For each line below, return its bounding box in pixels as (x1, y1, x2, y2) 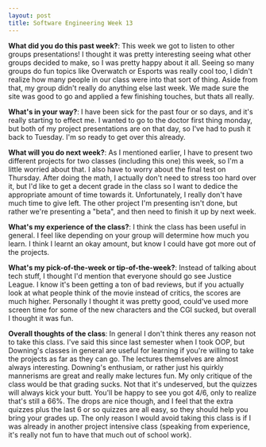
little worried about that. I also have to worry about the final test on (8, 164, 226, 174)
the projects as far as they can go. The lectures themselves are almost (8, 354, 239, 364)
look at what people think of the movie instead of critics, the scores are (8, 287, 241, 298)
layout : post (8, 11, 52, 20)
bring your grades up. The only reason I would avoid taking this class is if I (8, 413, 252, 422)
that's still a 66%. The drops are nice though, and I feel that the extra (8, 396, 233, 406)
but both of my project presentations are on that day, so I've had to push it (8, 124, 252, 133)
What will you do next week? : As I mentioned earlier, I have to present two (8, 148, 253, 157)
